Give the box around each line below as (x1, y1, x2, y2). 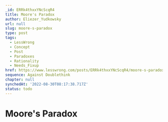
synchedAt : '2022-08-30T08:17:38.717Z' (5, 81, 88, 86)
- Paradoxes (9, 53, 35, 59)
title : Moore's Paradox (5, 12, 55, 17)
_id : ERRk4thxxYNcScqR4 (5, 7, 55, 12)
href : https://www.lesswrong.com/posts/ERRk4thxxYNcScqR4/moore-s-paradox (5, 68, 164, 73)
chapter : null (5, 77, 35, 82)
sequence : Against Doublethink (5, 72, 70, 77)
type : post (5, 30, 28, 35)
